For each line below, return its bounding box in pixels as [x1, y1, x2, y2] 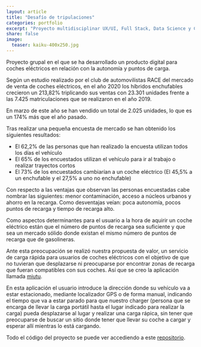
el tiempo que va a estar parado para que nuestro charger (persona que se [6, 297, 191, 304]
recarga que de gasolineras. [6, 235, 76, 242]
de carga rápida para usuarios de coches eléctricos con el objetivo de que [6, 253, 190, 260]
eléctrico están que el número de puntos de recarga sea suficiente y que [6, 223, 185, 230]
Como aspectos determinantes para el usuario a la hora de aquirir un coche [6, 216, 193, 224]
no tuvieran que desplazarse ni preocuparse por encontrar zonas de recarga [6, 260, 195, 267]
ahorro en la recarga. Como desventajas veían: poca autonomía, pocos [6, 198, 181, 206]
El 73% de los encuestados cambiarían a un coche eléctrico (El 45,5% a [14, 168, 193, 175]
